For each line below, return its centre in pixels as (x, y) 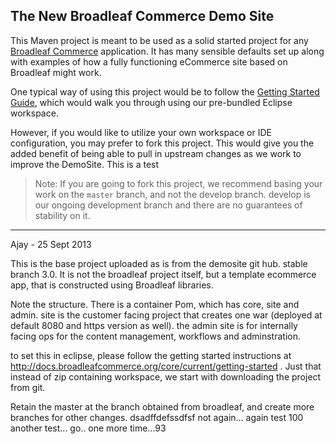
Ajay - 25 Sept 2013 (51, 244)
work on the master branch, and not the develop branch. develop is (173, 194)
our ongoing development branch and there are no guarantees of (168, 205)
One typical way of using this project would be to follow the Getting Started (165, 91)
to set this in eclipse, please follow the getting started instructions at (151, 355)
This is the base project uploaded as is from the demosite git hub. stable (159, 263)
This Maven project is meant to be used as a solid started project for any (159, 40)
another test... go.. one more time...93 (88, 428)
